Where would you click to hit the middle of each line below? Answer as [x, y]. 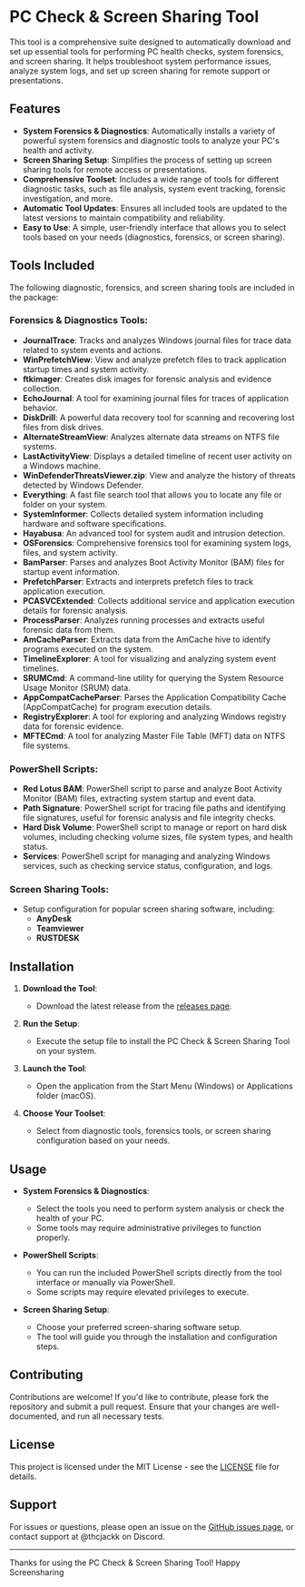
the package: [34, 297]
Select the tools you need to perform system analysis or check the [160, 1208]
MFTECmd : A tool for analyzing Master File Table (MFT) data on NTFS [154, 735]
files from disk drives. [63, 427]
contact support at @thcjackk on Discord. [87, 1536]
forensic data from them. [69, 629]
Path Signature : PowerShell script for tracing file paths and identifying [154, 808]
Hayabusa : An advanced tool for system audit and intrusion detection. [154, 533]
